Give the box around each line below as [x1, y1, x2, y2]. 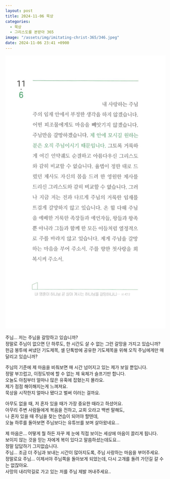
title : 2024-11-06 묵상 [5, 13, 53, 19]
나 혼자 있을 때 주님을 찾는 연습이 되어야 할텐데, [5, 413, 99, 420]
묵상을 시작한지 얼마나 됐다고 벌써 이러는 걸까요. [5, 390, 101, 396]
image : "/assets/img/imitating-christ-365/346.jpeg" [5, 35, 120, 40]
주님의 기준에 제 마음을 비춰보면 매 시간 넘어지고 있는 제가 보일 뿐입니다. [5, 364, 148, 371]
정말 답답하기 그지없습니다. [5, 443, 59, 450]
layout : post [5, 8, 33, 13]
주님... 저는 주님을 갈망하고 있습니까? [5, 335, 78, 341]
